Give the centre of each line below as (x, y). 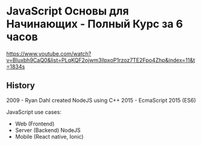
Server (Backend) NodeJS (48, 130)
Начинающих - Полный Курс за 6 (95, 24)
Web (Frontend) (35, 124)
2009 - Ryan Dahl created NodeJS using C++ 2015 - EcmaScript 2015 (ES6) (101, 100)
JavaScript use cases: (34, 112)
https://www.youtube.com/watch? (49, 53)
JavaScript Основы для (68, 11)
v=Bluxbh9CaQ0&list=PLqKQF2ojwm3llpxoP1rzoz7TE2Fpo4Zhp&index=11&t (101, 60)
